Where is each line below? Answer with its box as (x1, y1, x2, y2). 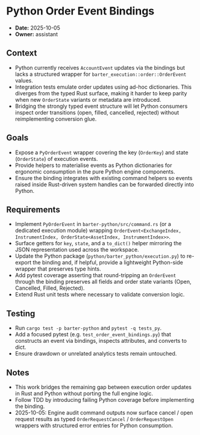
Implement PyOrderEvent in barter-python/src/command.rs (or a (14, 221, 172, 228)
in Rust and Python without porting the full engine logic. (14, 390, 154, 397)
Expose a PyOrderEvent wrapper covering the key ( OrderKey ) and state (14, 149, 189, 156)
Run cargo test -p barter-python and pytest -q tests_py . (14, 324, 162, 332)
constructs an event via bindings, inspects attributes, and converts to (14, 337, 187, 345)
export (14, 259, 32, 266)
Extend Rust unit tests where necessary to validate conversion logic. (14, 291, 185, 298)
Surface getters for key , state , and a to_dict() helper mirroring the (14, 240, 182, 247)
